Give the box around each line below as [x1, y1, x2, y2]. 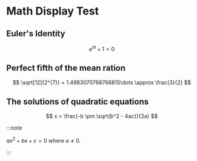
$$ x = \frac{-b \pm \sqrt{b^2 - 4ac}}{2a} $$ [45, 113, 158, 120]
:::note [6, 124, 22, 131]
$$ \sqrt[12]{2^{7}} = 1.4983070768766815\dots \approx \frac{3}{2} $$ [12, 79, 192, 86]
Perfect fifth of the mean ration [6, 63, 126, 73]
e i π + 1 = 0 [88, 44, 115, 53]
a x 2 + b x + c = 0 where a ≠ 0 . [6, 136, 81, 144]
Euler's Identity [6, 28, 65, 39]
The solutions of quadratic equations [6, 96, 149, 107]
